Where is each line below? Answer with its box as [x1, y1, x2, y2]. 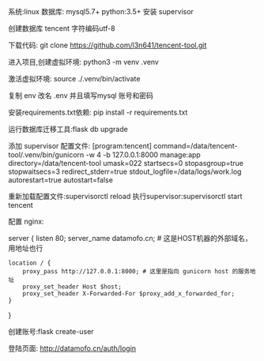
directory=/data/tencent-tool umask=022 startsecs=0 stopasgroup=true [8, 159, 243, 167]
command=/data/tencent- [153, 141, 239, 150]
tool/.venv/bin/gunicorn [8, 150, 85, 160]
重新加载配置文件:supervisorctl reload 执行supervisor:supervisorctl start [8, 192, 243, 201]
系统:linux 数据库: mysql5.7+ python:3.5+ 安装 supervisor [8, 7, 194, 16]
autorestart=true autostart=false [8, 175, 113, 184]
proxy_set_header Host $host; [22, 283, 123, 291]
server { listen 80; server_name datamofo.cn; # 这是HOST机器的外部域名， [8, 234, 253, 243]
